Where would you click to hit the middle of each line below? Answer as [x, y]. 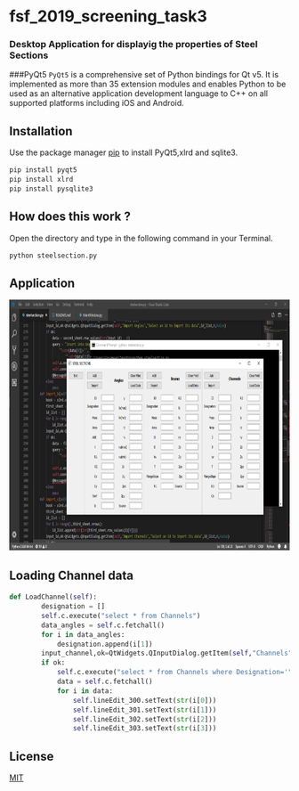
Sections [29, 55]
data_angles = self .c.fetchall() [103, 625]
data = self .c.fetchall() [105, 682]
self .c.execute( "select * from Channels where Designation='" [174, 673]
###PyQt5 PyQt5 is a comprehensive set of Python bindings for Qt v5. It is [144, 75]
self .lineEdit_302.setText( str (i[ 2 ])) [145, 719]
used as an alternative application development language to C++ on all [139, 94]
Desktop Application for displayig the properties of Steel [133, 45]
